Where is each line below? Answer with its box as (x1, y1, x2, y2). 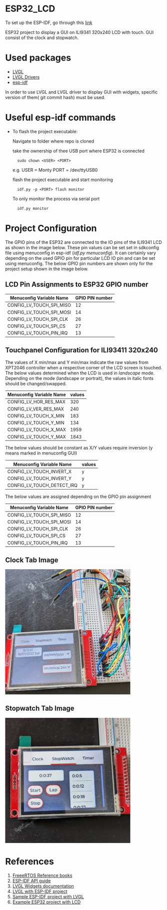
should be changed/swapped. (5, 380, 67, 386)
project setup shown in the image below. (5, 266, 88, 272)
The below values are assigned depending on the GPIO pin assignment (5, 494, 151, 500)
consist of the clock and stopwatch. (5, 35, 79, 41)
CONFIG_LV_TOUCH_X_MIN (7, 412, 65, 418)
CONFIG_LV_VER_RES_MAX (7, 406, 64, 412)
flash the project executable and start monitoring (12, 176, 113, 183)
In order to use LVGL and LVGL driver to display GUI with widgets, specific (5, 89, 158, 95)
